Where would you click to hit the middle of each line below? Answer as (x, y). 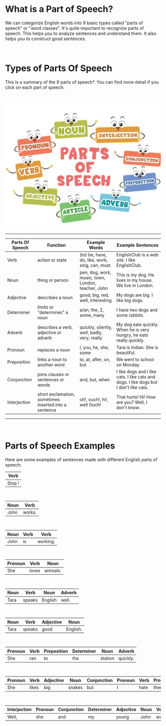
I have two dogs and (137, 310)
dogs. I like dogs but (137, 382)
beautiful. (126, 353)
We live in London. (135, 286)
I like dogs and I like (136, 372)
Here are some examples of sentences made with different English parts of (81, 459)
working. (46, 542)
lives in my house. (135, 280)
